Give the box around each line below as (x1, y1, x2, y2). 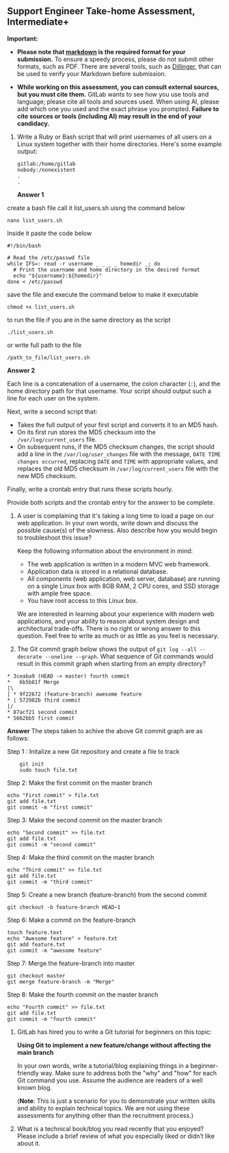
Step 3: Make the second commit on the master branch (7, 816, 163, 824)
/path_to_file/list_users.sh (7, 354, 90, 361)
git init (19, 761, 44, 768)
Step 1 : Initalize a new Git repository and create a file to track (7, 747, 180, 755)
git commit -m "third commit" (7, 878, 94, 885)
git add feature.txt (7, 941, 66, 948)
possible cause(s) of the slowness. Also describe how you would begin (16, 526, 217, 534)
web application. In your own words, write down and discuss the (16, 519, 199, 527)
